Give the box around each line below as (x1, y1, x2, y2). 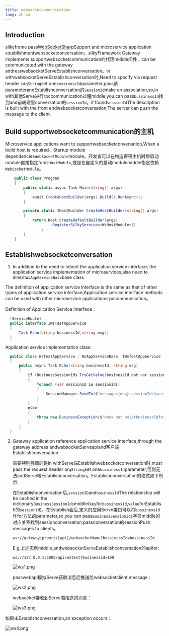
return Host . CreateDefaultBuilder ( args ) (32, 218, 118, 223)
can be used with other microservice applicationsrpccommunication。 (5, 296, 151, 302)
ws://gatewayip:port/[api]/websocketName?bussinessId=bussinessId (12, 535, 155, 540)
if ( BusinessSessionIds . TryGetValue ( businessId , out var (27, 373, 147, 378)
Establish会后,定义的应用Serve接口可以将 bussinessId (50, 507, 160, 513)
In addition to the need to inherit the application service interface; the (12, 264, 156, 270)
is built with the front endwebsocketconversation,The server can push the (5, 105, 158, 111)
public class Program (14, 176, 59, 181)
